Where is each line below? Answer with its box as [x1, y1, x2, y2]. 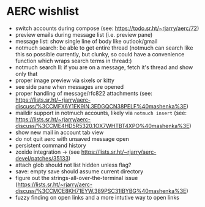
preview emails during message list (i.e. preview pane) [15, 31, 153, 38]
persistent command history [15, 141, 87, 149]
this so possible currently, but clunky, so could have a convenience [15, 50, 185, 58]
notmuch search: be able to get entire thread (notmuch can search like [15, 44, 193, 51]
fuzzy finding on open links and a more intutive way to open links [15, 194, 179, 201]
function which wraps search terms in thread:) [15, 57, 132, 64]
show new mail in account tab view [15, 129, 104, 136]
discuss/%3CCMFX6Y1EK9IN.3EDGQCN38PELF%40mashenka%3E [15, 102, 187, 110]
